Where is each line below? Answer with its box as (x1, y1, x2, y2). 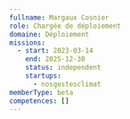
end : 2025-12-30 (25, 55, 86, 64)
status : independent (25, 64, 102, 72)
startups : (25, 72, 62, 81)
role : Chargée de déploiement (9, 21, 122, 30)
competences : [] (9, 96, 69, 106)
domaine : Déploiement (9, 30, 90, 38)
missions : (9, 38, 46, 47)
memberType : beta (9, 88, 74, 97)
